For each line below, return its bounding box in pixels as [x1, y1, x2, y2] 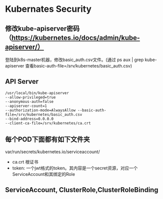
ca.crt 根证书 [12, 159, 38, 165]
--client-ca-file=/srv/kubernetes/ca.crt [5, 121, 91, 126]
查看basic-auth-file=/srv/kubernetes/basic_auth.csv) [25, 63, 133, 68]
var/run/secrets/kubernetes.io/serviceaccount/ [5, 149, 100, 155]
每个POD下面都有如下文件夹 [5, 135, 90, 144]
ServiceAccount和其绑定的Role [12, 171, 75, 177]
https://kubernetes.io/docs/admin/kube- [11, 33, 140, 42]
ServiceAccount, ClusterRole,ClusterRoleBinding [5, 186, 159, 194]
